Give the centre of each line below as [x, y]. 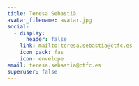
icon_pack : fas [42, 53]
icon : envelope [42, 59]
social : [19, 26]
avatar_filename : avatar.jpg [50, 20]
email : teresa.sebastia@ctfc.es [54, 65]
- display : [29, 33]
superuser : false [32, 71]
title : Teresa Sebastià [42, 14]
